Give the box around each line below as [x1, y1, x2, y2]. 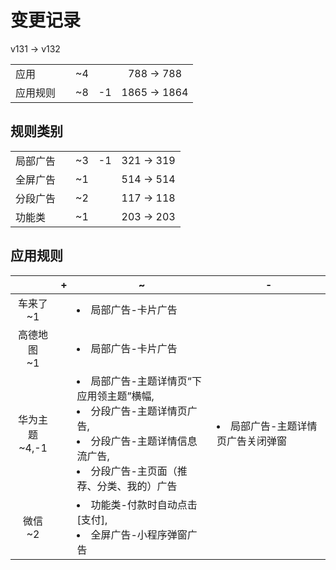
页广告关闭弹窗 [216, 434, 288, 448]
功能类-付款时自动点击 [90, 497, 198, 511]
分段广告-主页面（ [90, 464, 178, 478]
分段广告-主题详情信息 [90, 434, 198, 448]
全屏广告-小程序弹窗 [90, 527, 188, 541]
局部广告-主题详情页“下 [90, 374, 202, 388]
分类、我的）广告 [96, 479, 178, 493]
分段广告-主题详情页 [90, 404, 188, 418]
